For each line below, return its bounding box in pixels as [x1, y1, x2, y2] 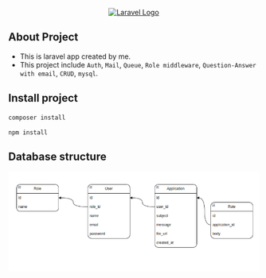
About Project [8, 30, 79, 44]
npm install [8, 128, 48, 137]
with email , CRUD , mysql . [19, 68, 98, 78]
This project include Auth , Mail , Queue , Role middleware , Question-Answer [19, 60, 256, 69]
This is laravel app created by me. [19, 52, 131, 61]
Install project [8, 91, 78, 105]
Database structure [8, 150, 107, 164]
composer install [8, 114, 66, 122]
